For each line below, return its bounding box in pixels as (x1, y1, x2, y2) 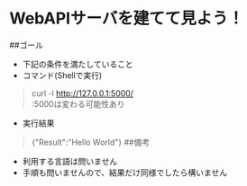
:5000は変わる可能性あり (31, 98, 125, 109)
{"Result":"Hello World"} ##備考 (31, 137, 151, 147)
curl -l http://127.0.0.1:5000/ (31, 87, 133, 99)
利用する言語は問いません (22, 155, 118, 166)
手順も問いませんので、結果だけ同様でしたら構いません (22, 167, 228, 178)
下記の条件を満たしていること (22, 58, 133, 69)
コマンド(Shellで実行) (22, 69, 103, 81)
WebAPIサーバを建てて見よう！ (9, 8, 244, 29)
